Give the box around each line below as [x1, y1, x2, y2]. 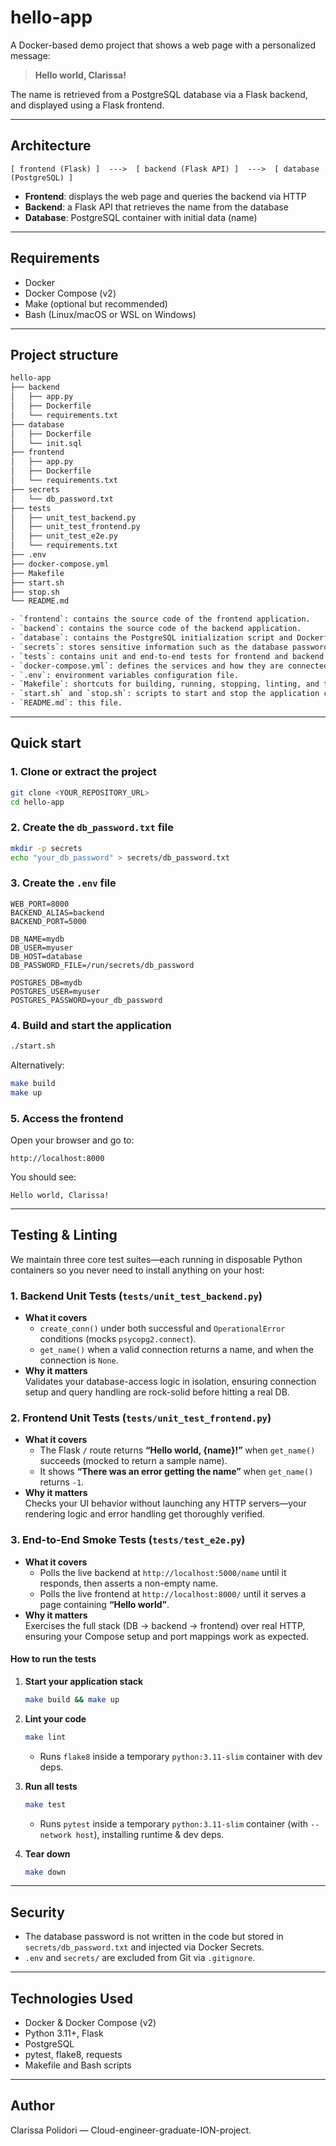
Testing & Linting [10, 1227, 118, 1244]
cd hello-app [10, 797, 65, 807]
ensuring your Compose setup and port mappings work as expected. [24, 1630, 310, 1642]
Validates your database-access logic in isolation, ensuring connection [24, 1376, 317, 1388]
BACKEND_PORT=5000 [10, 916, 87, 926]
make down [24, 1867, 67, 1877]
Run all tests [24, 1780, 78, 1792]
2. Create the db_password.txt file [10, 821, 174, 835]
